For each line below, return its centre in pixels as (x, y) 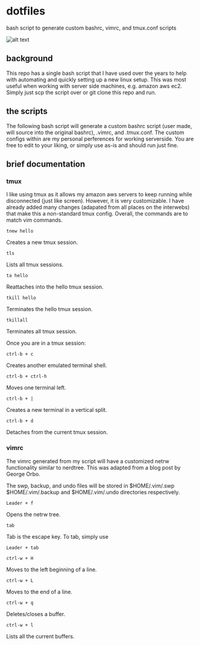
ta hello (17, 276)
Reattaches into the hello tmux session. (55, 287)
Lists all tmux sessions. (35, 265)
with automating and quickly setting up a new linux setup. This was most (96, 79)
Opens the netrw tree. (33, 514)
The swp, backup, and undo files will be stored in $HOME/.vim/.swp (90, 486)
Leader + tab (23, 548)
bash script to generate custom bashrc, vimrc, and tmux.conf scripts (91, 28)
